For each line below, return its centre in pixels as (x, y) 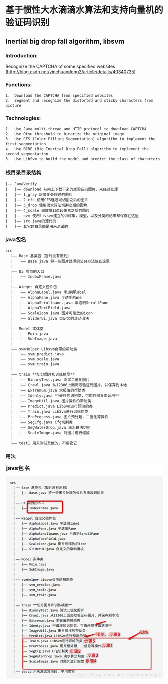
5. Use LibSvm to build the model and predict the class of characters (83, 159)
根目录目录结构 (24, 173)
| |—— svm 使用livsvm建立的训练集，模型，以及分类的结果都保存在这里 (72, 216)
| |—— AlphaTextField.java (40, 308)
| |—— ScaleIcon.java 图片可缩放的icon (51, 313)
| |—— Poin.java (29, 334)
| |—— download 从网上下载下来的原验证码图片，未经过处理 (62, 189)
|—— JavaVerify (21, 184)
